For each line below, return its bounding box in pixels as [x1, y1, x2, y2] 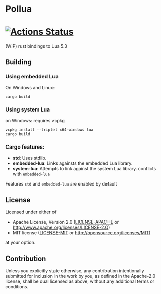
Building [5, 58, 32, 66]
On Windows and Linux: [5, 84, 55, 90]
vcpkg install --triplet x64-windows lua [5, 127, 94, 132]
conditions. [5, 284, 29, 290]
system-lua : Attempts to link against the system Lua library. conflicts [12, 166, 156, 172]
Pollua [5, 3, 32, 15]
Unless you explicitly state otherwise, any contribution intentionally [5, 268, 144, 274]
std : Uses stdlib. [12, 155, 47, 161]
